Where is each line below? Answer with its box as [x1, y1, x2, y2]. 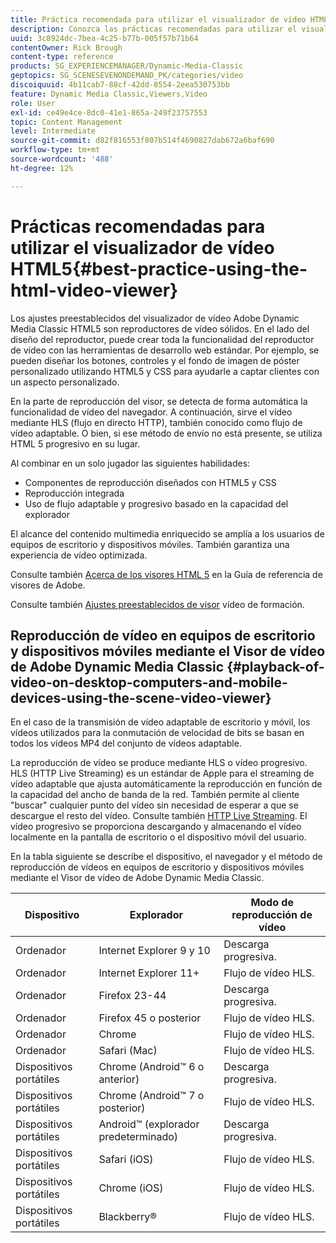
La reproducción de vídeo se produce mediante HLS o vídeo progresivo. [10, 757, 308, 769]
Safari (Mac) [98, 1044, 158, 1058]
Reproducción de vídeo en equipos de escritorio [10, 627, 316, 644]
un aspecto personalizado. [10, 376, 120, 388]
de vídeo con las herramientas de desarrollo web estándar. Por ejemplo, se [10, 344, 320, 356]
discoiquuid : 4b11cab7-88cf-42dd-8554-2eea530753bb [10, 80, 230, 90]
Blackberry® [98, 1210, 157, 1224]
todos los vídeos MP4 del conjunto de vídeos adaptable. [10, 737, 242, 750]
